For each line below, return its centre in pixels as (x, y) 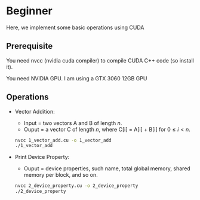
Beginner (29, 11)
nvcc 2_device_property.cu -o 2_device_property (76, 186)
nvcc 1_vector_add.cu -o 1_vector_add (63, 140)
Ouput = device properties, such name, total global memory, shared (107, 168)
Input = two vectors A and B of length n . (73, 123)
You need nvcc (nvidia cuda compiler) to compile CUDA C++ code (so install (100, 60)
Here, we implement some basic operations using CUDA (75, 27)
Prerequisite (30, 46)
